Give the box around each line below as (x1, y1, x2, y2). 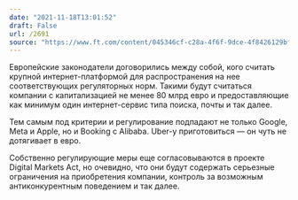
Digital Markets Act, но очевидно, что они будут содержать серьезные (9, 162, 275, 173)
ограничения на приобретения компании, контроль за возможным (9, 172, 263, 182)
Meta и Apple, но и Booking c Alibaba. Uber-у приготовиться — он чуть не (9, 126, 286, 137)
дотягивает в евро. (9, 135, 82, 146)
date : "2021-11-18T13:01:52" (9, 12, 117, 22)
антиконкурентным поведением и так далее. (9, 181, 180, 191)
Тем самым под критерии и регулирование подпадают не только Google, (9, 117, 288, 127)
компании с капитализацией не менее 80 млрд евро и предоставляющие (9, 90, 289, 101)
